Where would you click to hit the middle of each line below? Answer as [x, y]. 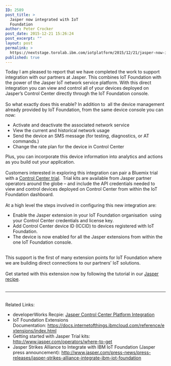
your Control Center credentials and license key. [63, 221]
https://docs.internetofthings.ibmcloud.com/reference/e [106, 325]
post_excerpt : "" [24, 39]
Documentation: [30, 325]
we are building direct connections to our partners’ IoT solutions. [73, 263]
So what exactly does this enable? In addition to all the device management [85, 104]
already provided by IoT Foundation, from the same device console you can [84, 110]
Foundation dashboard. [30, 195]
